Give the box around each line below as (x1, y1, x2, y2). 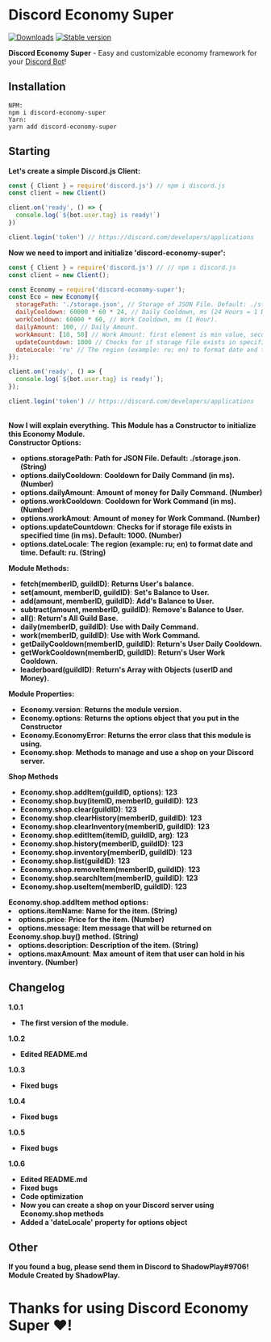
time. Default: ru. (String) (19, 547, 106, 557)
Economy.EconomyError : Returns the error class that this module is (19, 730, 252, 740)
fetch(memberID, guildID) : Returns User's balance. (19, 579, 194, 589)
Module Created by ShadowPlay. (8, 1270, 121, 1281)
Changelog (8, 981, 65, 995)
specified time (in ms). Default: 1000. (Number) (19, 531, 182, 540)
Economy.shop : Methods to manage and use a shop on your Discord (19, 747, 254, 757)
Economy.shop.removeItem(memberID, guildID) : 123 (19, 864, 201, 874)
